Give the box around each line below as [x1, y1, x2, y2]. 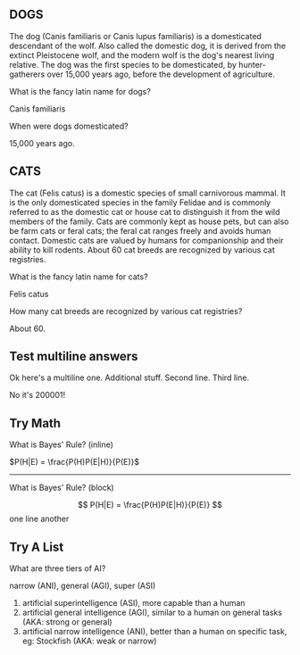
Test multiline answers [9, 349, 138, 364]
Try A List [9, 539, 64, 554]
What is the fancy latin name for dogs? [9, 86, 152, 96]
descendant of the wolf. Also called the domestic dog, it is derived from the [9, 40, 287, 51]
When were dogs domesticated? [9, 120, 129, 131]
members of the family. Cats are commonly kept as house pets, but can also [9, 216, 289, 227]
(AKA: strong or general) [21, 617, 113, 627]
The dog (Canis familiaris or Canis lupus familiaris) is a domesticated [9, 30, 262, 41]
